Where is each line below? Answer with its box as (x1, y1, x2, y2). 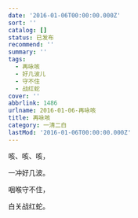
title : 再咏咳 (8, 114, 51, 122)
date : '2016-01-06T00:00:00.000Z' (8, 11, 122, 20)
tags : (8, 56, 26, 64)
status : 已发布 (8, 33, 54, 42)
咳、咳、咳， (8, 151, 49, 161)
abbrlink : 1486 (8, 99, 58, 107)
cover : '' (8, 92, 41, 100)
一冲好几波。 (8, 168, 49, 177)
